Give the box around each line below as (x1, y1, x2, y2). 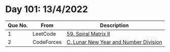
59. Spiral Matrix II (66, 30, 110, 37)
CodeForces (32, 38, 62, 45)
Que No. (8, 22, 28, 29)
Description (100, 22, 129, 29)
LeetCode (32, 30, 56, 37)
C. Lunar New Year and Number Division (66, 38, 162, 45)
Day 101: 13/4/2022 (5, 4, 89, 15)
